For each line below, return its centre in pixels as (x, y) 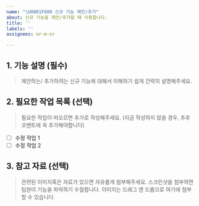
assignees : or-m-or (31, 34)
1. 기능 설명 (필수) (37, 65)
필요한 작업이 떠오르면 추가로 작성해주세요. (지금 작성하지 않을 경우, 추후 (106, 117)
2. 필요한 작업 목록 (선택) (50, 102)
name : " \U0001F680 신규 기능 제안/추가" (53, 12)
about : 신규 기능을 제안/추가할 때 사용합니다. (57, 17)
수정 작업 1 (27, 138)
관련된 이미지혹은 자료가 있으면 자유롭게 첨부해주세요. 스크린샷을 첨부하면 (107, 182)
